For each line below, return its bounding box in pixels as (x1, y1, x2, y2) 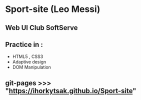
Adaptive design (12, 59, 46, 65)
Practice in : (5, 40, 43, 48)
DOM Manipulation (12, 64, 51, 70)
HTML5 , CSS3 (12, 53, 43, 59)
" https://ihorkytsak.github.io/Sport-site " (5, 86, 136, 95)
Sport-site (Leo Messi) (5, 3, 100, 15)
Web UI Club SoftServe (5, 23, 78, 32)
